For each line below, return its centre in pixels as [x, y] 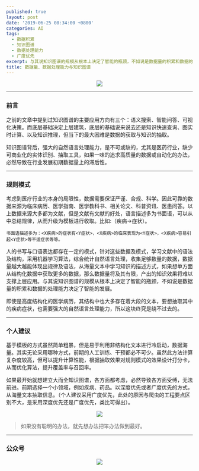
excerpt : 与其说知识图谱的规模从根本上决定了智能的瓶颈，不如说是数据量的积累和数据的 [100, 61]
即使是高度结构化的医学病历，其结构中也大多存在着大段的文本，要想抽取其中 [99, 301]
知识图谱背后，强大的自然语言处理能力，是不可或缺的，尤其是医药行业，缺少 [99, 147]
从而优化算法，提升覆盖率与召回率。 [50, 368]
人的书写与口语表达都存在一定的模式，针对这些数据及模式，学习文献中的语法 [99, 251]
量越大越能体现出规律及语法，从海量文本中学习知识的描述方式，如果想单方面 [99, 266]
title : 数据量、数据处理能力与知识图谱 [49, 67]
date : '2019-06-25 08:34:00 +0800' [50, 23]
